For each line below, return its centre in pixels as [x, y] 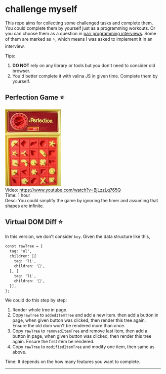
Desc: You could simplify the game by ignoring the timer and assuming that [82, 200]
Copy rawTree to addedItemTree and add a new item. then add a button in [85, 315]
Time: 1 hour [18, 195]
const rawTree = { [24, 246]
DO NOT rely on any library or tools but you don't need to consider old [84, 65]
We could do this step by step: [36, 300]
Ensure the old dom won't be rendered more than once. [69, 325]
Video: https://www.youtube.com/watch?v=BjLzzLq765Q [63, 190]
